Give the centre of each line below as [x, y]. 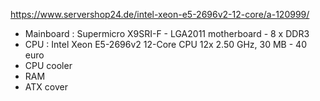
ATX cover [46, 87]
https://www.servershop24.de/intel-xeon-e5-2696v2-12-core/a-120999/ [160, 14]
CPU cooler [48, 65]
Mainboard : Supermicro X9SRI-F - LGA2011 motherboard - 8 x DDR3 [167, 33]
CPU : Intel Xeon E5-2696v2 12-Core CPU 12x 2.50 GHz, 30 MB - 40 [165, 44]
